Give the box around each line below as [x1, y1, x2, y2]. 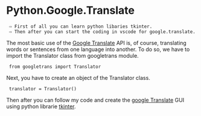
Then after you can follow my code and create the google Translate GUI [6, 96, 185, 103]
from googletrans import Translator [8, 64, 101, 70]
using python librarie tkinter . [6, 103, 77, 110]
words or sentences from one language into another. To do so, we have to [6, 46, 190, 53]
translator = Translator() [8, 85, 77, 92]
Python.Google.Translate [6, 4, 135, 17]
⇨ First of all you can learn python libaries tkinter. [8, 23, 153, 29]
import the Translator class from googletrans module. [6, 52, 139, 59]
